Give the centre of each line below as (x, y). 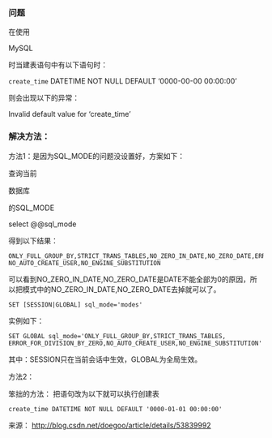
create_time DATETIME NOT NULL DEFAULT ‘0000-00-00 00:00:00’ (123, 81)
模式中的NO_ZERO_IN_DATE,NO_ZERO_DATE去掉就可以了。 (121, 289)
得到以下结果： (33, 240)
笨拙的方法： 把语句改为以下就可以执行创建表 (84, 393)
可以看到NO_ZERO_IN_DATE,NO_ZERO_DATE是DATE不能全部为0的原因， (130, 279)
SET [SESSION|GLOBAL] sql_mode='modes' (76, 305)
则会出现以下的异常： (44, 98)
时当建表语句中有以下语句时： (58, 65)
